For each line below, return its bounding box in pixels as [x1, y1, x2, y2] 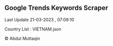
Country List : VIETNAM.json [4, 26, 61, 32]
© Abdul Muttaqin [4, 35, 41, 41]
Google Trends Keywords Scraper [4, 4, 108, 12]
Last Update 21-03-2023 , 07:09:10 [4, 16, 74, 22]
